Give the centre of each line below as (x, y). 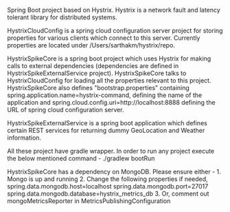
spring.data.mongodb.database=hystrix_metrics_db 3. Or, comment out (108, 193)
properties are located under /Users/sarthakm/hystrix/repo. (91, 45)
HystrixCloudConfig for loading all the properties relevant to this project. (109, 81)
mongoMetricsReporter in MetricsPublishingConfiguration (89, 201)
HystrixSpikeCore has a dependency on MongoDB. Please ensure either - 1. (114, 172)
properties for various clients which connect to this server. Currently (104, 38)
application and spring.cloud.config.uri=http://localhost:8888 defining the (111, 102)
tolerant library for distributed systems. (62, 17)
